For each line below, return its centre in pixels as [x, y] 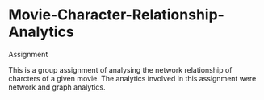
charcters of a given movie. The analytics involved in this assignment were [132, 78]
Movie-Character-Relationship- [116, 15]
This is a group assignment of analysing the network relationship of [120, 69]
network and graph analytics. [57, 87]
